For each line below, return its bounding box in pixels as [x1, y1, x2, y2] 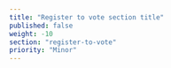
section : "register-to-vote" [9, 37, 117, 47]
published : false [9, 21, 74, 30]
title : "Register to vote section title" [9, 12, 165, 22]
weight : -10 [9, 29, 53, 38]
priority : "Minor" [9, 46, 77, 55]
